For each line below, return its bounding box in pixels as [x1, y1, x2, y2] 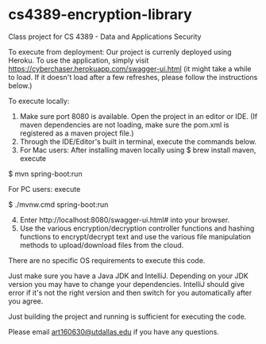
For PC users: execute [8, 184, 81, 193]
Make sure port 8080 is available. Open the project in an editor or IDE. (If [19, 111, 258, 120]
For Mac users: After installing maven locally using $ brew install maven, [19, 145, 256, 155]
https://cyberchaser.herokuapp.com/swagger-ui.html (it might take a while [8, 63, 252, 73]
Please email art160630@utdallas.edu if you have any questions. [8, 327, 220, 336]
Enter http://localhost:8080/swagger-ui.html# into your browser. [19, 215, 230, 224]
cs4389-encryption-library [8, 6, 192, 24]
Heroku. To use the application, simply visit [8, 55, 149, 65]
